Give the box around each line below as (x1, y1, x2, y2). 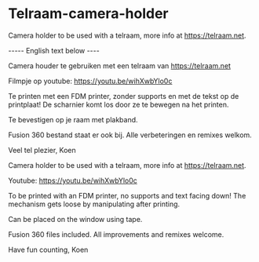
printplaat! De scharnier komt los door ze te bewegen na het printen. (8, 100, 229, 109)
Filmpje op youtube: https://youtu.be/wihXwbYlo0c (8, 76, 173, 86)
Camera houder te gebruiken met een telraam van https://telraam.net (8, 60, 232, 71)
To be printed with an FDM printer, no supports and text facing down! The (8, 191, 246, 200)
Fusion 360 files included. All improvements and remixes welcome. (8, 229, 224, 239)
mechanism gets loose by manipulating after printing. (8, 199, 181, 209)
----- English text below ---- (8, 45, 100, 55)
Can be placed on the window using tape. (8, 214, 143, 224)
